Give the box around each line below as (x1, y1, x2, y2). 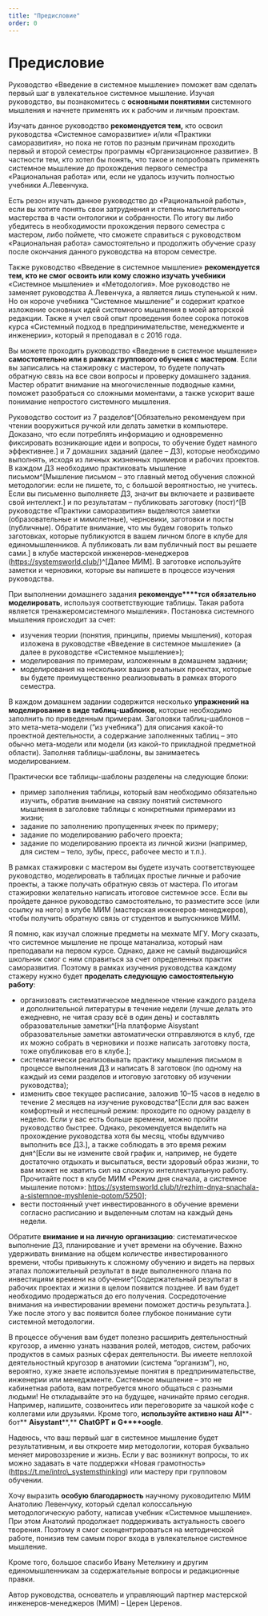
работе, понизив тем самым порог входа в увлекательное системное (8, 1534, 248, 1543)
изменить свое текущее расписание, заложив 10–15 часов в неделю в (19, 1089, 261, 1098)
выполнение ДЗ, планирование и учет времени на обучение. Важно (8, 1241, 242, 1250)
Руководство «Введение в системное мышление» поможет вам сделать (8, 80, 258, 90)
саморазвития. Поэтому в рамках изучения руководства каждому (8, 963, 237, 973)
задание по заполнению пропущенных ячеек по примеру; (19, 822, 219, 831)
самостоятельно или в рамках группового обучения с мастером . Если (8, 354, 258, 364)
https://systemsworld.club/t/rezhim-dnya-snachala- (87, 1182, 260, 1192)
